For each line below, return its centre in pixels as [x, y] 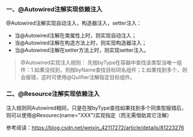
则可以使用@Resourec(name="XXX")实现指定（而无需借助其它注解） [89, 115]
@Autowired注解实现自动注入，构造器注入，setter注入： [74, 23]
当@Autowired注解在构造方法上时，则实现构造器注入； [81, 43]
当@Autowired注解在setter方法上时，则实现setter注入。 [82, 50]
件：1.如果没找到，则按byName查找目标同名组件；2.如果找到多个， [101, 70]
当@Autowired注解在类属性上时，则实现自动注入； [75, 36]
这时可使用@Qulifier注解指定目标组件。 [88, 77]
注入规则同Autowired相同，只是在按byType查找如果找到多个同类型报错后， [96, 108]
